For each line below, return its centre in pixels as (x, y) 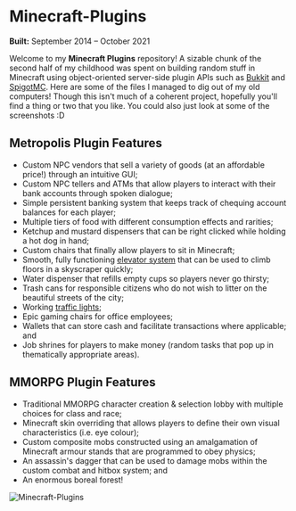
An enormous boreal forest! (73, 480)
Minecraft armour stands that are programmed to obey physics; (139, 451)
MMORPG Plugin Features (82, 382)
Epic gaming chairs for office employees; (98, 316)
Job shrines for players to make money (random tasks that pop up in (148, 344)
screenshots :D (37, 115)
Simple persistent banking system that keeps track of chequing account (154, 202)
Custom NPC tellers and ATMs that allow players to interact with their (149, 184)
